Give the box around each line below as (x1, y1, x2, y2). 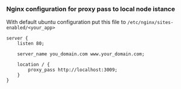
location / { (17, 62, 50, 68)
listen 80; (17, 41, 45, 47)
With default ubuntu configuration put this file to (6, 19, 126, 26)
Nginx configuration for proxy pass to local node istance (6, 5, 176, 13)
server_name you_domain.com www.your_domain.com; (17, 51, 145, 57)
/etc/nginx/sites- (127, 20, 174, 26)
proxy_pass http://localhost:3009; (28, 67, 118, 73)
